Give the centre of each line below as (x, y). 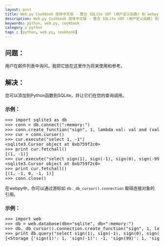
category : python (24, 28)
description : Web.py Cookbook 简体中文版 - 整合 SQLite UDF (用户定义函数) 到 (82, 19)
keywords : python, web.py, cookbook (42, 23)
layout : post (18, 9)
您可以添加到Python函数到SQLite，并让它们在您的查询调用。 (66, 95)
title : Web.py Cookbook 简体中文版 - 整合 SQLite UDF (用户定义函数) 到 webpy (82, 14)
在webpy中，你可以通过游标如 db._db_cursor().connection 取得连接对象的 (80, 188)
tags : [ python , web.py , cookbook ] (41, 32)
